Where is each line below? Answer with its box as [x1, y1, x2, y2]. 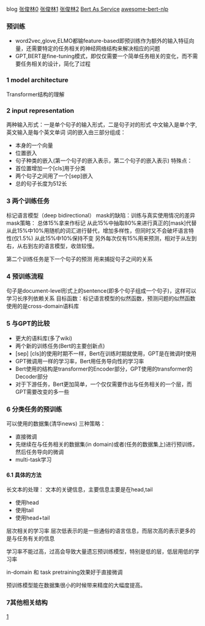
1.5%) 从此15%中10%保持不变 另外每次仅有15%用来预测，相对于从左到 [19, 235, 197, 242]
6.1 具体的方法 [6, 471, 42, 478]
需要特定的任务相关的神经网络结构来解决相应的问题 [31, 45, 160, 52]
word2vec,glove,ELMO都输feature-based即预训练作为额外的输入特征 [15, 37, 190, 45]
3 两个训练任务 [6, 197, 50, 205]
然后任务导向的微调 [15, 448, 64, 456]
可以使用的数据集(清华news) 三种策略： [6, 420, 106, 428]
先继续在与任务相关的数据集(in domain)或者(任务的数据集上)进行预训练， [15, 440, 198, 448]
